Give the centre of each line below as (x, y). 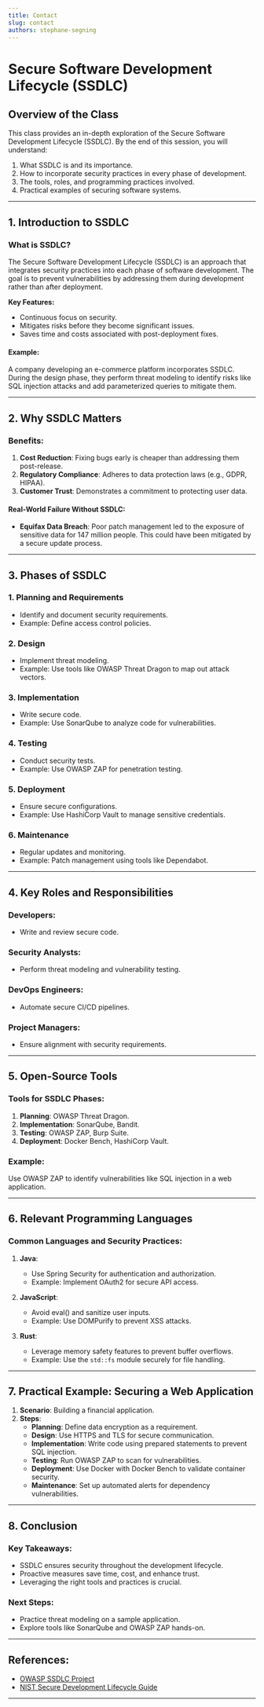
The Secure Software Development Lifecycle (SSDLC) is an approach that (127, 262)
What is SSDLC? (40, 244)
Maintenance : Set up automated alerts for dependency (121, 1485)
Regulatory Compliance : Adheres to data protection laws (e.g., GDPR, (133, 474)
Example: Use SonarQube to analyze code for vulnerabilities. (117, 723)
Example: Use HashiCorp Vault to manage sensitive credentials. (122, 815)
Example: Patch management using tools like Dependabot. (114, 860)
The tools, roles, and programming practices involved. (107, 182)
